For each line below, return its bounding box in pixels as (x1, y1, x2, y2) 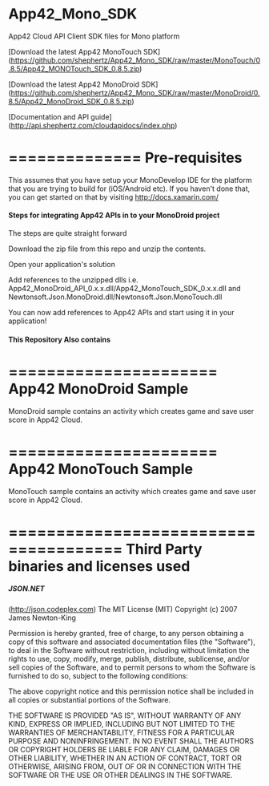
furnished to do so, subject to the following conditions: (8, 671, 188, 680)
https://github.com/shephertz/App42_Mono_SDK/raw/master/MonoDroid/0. (10, 87, 260, 97)
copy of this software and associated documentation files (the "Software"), (8, 637, 256, 646)
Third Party (125, 540, 203, 558)
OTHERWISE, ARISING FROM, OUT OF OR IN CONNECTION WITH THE (8, 761, 242, 771)
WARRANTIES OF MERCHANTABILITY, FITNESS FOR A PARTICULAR (8, 727, 235, 737)
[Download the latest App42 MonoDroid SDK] (8, 79, 159, 89)
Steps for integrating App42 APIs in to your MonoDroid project (8, 210, 220, 221)
